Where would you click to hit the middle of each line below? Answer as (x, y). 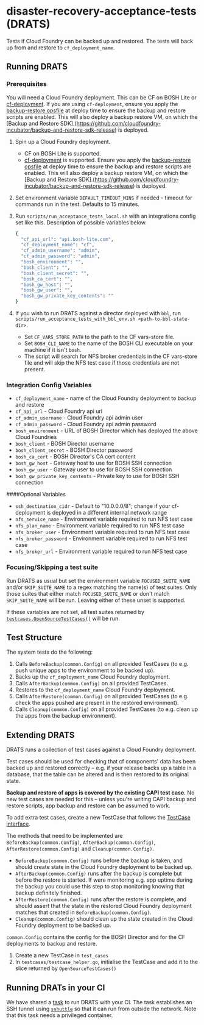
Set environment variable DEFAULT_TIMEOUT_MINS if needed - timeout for (104, 198)
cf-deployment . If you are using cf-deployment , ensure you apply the (92, 104)
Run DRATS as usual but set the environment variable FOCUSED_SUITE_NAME (98, 580)
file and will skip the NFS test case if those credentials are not (102, 363)
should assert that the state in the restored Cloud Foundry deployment (103, 906)
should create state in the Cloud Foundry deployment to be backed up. (104, 867)
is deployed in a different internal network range (107, 513)
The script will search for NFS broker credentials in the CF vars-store (111, 356)
